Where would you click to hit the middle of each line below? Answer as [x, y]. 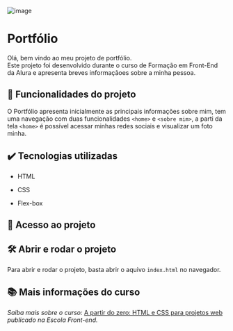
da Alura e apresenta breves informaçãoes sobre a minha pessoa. [102, 72]
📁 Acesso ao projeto [51, 224]
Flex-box [30, 203]
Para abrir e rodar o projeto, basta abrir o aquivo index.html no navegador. [114, 269]
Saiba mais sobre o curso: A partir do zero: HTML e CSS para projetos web [115, 312]
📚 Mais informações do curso [74, 292]
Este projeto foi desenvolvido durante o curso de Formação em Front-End [113, 65]
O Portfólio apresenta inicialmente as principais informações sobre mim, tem [116, 111]
